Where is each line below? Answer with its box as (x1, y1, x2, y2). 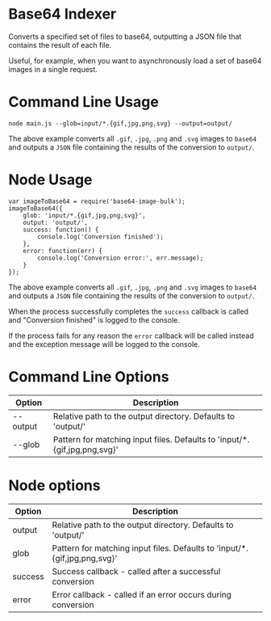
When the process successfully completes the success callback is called (8, 306, 248, 316)
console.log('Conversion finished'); (37, 232, 164, 241)
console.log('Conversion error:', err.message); (37, 254, 204, 262)
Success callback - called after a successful (52, 565, 221, 577)
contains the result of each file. (8, 40, 112, 49)
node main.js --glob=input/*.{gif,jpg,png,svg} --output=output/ (8, 119, 232, 128)
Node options (8, 476, 101, 494)
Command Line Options (8, 368, 169, 386)
